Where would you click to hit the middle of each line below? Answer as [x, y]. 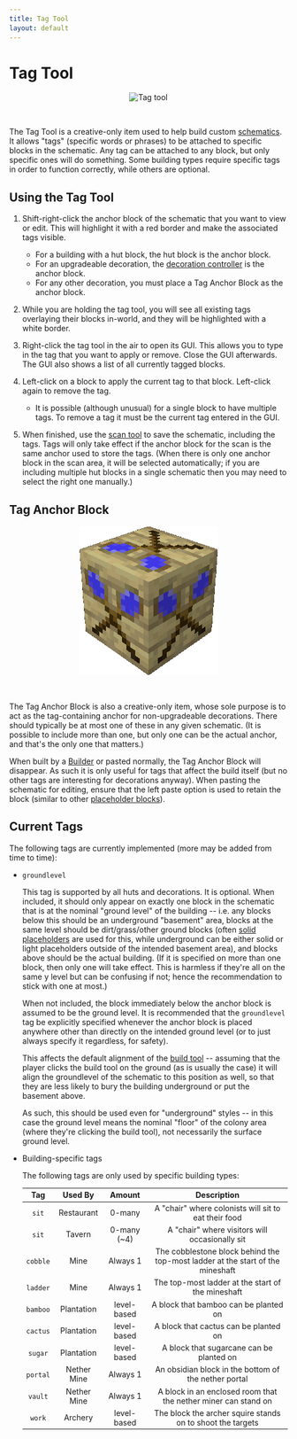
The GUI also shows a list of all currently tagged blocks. [123, 364]
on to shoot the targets [217, 1422]
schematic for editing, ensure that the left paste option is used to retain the [145, 790]
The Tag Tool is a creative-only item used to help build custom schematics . [146, 132]
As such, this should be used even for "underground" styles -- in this [148, 1113]
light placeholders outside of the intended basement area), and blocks [150, 948]
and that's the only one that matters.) [76, 744]
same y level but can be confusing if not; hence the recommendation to [152, 976]
